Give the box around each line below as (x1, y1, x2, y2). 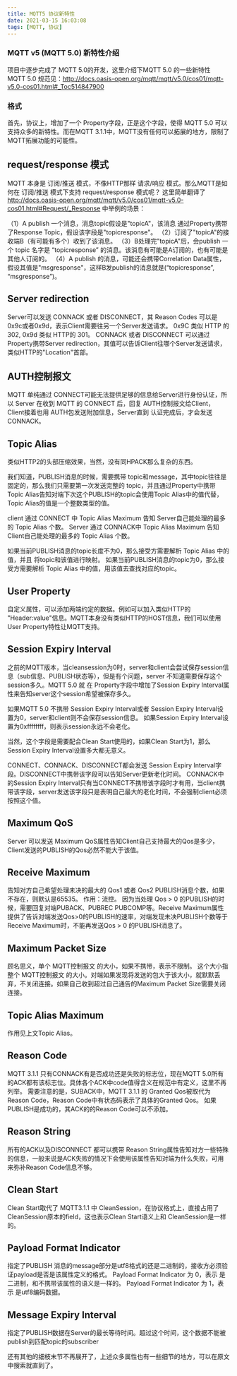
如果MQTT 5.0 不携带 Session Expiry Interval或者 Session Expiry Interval (7, 704, 218, 713)
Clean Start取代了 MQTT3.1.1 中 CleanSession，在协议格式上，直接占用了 (7, 1203, 219, 1212)
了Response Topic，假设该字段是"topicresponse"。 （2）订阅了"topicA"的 (7, 227, 224, 237)
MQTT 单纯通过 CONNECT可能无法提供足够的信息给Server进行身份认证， (7, 390, 221, 399)
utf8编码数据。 (20, 1288, 65, 1296)
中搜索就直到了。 (7, 1361, 57, 1370)
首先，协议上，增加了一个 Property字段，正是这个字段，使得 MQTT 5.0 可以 (7, 118, 228, 127)
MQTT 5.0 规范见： (7, 74, 63, 83)
